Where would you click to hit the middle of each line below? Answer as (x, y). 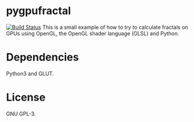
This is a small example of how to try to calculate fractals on (115, 27)
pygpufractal (39, 11)
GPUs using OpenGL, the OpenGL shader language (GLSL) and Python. (93, 33)
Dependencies (42, 57)
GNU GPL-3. (21, 114)
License (26, 98)
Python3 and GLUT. (30, 73)
